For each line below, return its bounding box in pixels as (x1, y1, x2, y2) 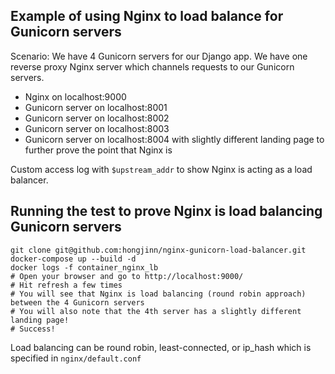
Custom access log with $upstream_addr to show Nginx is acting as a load (10, 163, 313, 175)
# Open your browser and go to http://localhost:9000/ (10, 271, 244, 281)
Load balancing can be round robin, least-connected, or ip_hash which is (10, 341, 312, 353)
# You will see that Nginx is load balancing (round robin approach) (10, 289, 307, 299)
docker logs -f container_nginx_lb (10, 262, 159, 273)
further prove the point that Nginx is (24, 144, 173, 156)
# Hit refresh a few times (10, 280, 123, 290)
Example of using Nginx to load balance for (10, 8, 284, 25)
